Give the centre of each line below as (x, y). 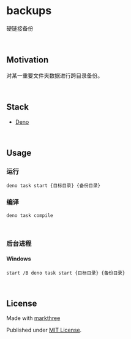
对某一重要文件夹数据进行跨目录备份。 (54, 75)
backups (29, 11)
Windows (19, 259)
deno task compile (30, 215)
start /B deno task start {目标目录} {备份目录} (66, 273)
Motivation (28, 60)
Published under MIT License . (44, 330)
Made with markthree (33, 318)
